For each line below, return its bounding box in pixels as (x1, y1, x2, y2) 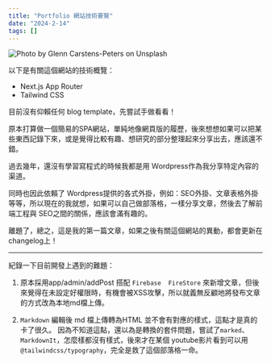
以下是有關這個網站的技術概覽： (8, 65, 115, 75)
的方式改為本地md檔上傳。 (19, 298, 109, 307)
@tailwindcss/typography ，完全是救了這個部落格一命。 (19, 345, 203, 355)
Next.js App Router (19, 81, 83, 91)
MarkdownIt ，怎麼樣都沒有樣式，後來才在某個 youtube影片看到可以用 (19, 336, 248, 345)
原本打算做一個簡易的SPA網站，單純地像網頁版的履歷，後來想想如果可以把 (8, 124, 256, 134)
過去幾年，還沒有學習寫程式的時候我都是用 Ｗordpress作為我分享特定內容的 (8, 161, 260, 171)
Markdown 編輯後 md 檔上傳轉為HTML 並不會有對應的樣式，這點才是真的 (19, 315, 258, 325)
